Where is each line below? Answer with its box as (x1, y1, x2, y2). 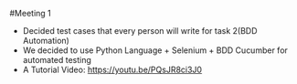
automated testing (22, 55, 91, 65)
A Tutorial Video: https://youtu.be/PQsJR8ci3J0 (22, 64, 203, 75)
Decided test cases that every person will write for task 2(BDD (22, 26, 258, 36)
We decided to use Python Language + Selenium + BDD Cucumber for (22, 45, 288, 56)
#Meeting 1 (9, 8, 52, 18)
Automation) (22, 36, 70, 46)
